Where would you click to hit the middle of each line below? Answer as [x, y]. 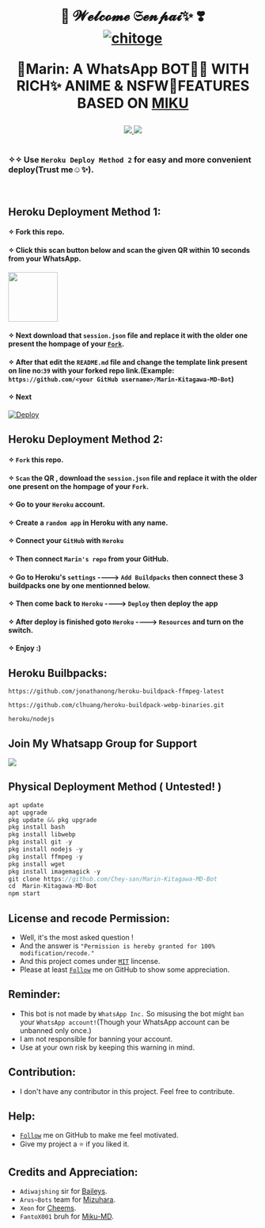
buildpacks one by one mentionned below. [79, 585]
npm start [25, 893]
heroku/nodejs [32, 719]
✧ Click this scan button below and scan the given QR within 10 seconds [129, 251]
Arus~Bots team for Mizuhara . [68, 1199]
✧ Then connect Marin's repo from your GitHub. [89, 559]
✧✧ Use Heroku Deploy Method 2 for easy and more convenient [130, 160]
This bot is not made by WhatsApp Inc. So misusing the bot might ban [132, 1013]
